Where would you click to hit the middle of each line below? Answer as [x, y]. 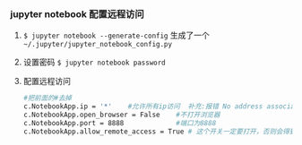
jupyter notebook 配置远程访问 [77, 13]
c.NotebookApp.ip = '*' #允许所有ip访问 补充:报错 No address [143, 107]
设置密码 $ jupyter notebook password [95, 62]
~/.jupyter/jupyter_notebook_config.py [98, 45]
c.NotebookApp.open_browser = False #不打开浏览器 [121, 115]
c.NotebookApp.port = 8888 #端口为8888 [120, 123]
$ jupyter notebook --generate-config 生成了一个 [116, 35]
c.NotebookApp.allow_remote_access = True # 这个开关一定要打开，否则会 [153, 132]
